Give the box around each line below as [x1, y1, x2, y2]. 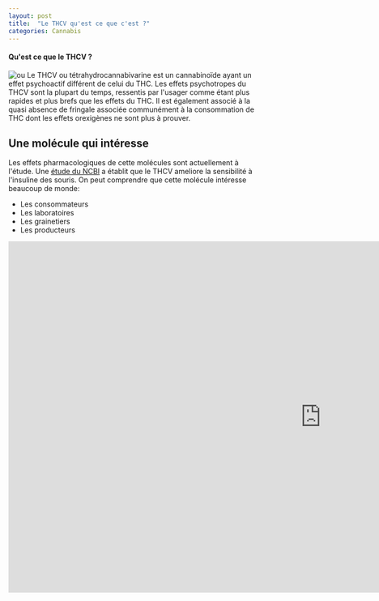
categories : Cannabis [8, 27, 82, 35]
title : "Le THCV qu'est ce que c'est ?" [8, 19, 151, 28]
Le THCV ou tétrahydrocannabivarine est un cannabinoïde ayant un [27, 70, 253, 79]
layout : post [8, 11, 53, 20]
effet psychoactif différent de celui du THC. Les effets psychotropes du [8, 79, 247, 88]
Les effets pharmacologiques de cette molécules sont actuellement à [8, 158, 239, 168]
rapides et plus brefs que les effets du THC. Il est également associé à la [8, 96, 251, 105]
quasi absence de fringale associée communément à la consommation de [8, 104, 255, 114]
